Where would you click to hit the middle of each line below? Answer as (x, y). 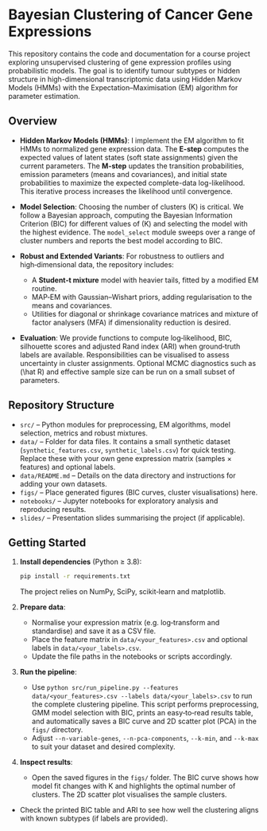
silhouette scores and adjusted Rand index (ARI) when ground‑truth (130, 346)
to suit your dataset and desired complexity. (103, 746)
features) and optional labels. (68, 467)
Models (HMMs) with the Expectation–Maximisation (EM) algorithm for (123, 87)
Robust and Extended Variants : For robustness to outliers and (122, 256)
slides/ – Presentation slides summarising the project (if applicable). (132, 518)
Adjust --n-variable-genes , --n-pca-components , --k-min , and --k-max (145, 738)
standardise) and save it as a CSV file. (94, 631)
